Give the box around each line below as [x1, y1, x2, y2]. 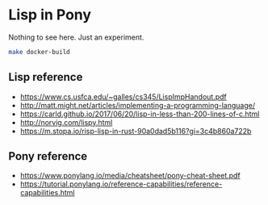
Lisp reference [8, 70, 83, 84]
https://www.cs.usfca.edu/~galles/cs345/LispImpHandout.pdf [19, 91, 228, 102]
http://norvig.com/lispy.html [19, 117, 113, 127]
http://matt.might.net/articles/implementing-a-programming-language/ [19, 100, 256, 110]
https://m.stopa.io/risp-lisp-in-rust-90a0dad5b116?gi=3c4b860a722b [19, 126, 252, 136]
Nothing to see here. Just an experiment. [8, 32, 144, 42]
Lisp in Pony [8, 6, 91, 24]
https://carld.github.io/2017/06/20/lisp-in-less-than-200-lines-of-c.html [19, 109, 260, 119]
